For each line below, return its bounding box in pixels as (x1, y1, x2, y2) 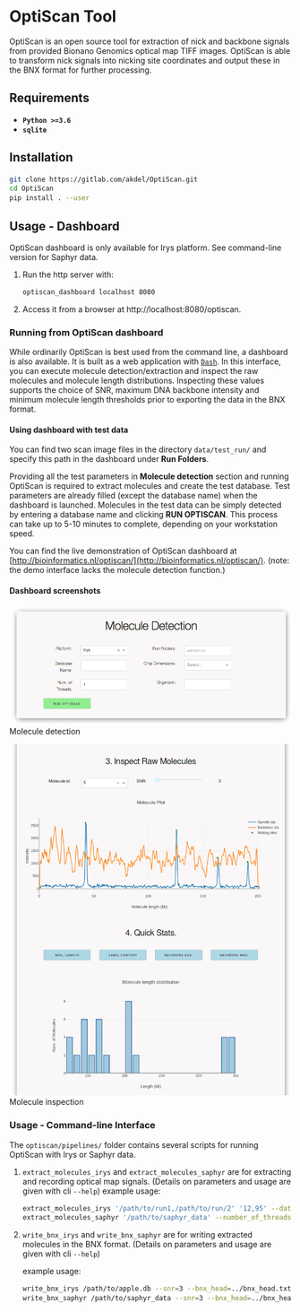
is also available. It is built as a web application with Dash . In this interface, (9, 356, 282, 367)
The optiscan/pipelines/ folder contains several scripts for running (9, 1139, 259, 1150)
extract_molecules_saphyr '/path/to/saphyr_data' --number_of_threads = (21, 1213, 296, 1222)
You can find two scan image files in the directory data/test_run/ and (9, 444, 267, 455)
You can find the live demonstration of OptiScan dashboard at (9, 545, 237, 557)
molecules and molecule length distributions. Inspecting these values (9, 375, 265, 387)
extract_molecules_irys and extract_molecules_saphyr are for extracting (21, 1166, 292, 1177)
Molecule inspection (9, 1097, 84, 1108)
